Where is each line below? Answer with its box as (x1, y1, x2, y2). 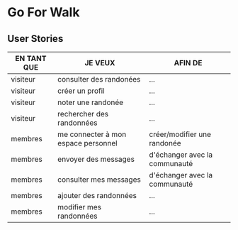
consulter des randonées (57, 75, 141, 84)
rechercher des (57, 109, 108, 119)
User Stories (7, 33, 64, 45)
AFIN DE (174, 58, 203, 67)
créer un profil (57, 86, 105, 96)
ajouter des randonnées (57, 191, 137, 200)
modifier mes (57, 202, 101, 212)
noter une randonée (57, 97, 124, 107)
